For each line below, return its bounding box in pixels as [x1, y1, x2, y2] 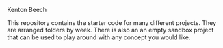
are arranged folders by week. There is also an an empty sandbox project [7, 26, 214, 34]
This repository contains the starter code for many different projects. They [7, 19, 217, 26]
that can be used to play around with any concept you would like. [7, 33, 191, 41]
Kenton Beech [7, 6, 47, 14]
